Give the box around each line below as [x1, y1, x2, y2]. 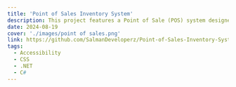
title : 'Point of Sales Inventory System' [7, 10, 133, 18]
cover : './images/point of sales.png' [7, 29, 121, 37]
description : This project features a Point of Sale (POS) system [7, 17, 206, 24]
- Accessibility [13, 50, 61, 57]
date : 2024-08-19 [7, 23, 58, 30]
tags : [7, 43, 23, 50]
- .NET [13, 62, 33, 69]
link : [7, 36, 23, 43]
